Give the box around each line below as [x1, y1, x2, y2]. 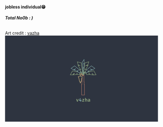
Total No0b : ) [5, 15, 33, 21]
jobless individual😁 [5, 4, 46, 10]
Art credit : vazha [5, 30, 40, 36]
